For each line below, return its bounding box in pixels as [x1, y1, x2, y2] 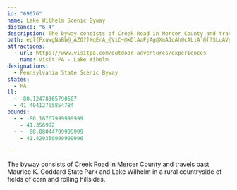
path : [7, 37, 23, 44]
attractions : [7, 43, 46, 50]
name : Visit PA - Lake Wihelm [20, 56, 109, 63]
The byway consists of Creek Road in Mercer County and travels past [7, 160, 209, 169]
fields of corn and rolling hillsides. [7, 175, 106, 184]
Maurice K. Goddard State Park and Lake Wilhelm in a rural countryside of [7, 167, 222, 176]
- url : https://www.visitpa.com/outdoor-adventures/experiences [13, 50, 207, 57]
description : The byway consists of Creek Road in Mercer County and [7, 30, 217, 37]
